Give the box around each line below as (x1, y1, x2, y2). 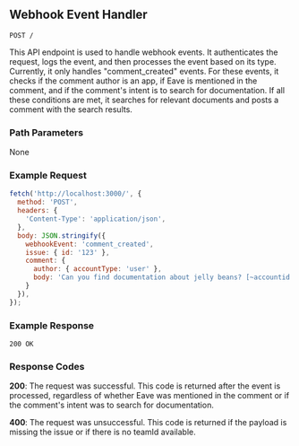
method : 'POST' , (17, 197, 78, 207)
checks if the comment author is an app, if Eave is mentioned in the (9, 75, 258, 86)
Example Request (9, 170, 87, 182)
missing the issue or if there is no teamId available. (9, 426, 196, 438)
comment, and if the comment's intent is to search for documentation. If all (9, 84, 285, 95)
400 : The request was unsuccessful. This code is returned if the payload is (9, 417, 287, 428)
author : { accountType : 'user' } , (32, 265, 163, 274)
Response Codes (9, 360, 85, 372)
